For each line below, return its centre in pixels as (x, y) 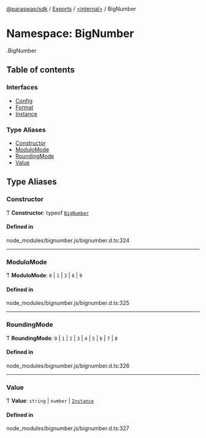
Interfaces (22, 87)
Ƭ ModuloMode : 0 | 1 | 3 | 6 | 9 (44, 275)
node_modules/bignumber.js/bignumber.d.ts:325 (68, 303)
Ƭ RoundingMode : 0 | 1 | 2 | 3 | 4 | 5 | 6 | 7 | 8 (62, 338)
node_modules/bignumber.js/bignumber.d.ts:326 (68, 366)
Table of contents (40, 70)
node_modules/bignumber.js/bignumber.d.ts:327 (68, 428)
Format (24, 107)
